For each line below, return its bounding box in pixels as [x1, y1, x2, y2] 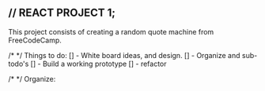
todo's [8, 59, 29, 68]
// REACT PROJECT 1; [8, 6, 116, 20]
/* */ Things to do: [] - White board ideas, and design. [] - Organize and [8, 50, 240, 60]
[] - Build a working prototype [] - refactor [30, 59, 168, 68]
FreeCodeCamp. [8, 35, 62, 45]
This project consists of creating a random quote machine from [8, 27, 214, 36]
